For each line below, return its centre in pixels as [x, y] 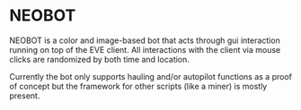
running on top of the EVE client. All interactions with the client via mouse [145, 49]
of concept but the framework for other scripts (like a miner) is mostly [138, 86]
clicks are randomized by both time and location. [100, 59]
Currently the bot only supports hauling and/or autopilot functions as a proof [151, 76]
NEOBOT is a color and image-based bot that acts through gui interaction [145, 40]
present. [25, 96]
